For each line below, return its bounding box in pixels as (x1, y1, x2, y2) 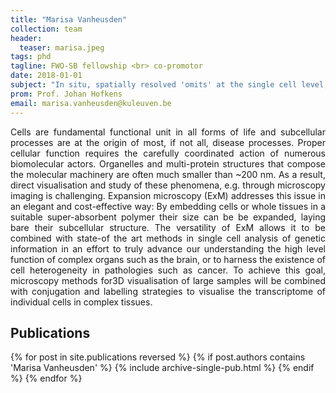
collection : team (10, 24, 83, 34)
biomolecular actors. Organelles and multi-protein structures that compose (10, 157, 326, 170)
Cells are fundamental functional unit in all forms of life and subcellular (10, 126, 326, 138)
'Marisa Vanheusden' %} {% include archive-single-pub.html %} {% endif (10, 362, 315, 374)
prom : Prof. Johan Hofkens (10, 89, 123, 99)
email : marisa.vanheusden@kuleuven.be (10, 98, 172, 108)
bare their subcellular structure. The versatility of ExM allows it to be (10, 221, 326, 233)
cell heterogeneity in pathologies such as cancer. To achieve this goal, (10, 264, 326, 276)
